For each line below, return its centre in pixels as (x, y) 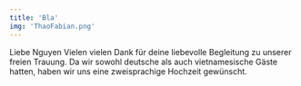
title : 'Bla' (34, 18)
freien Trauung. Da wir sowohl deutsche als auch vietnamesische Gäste (144, 62)
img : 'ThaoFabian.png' (52, 26)
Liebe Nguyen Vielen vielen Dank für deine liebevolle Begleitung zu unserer (150, 52)
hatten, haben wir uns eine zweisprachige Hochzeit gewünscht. (128, 71)
